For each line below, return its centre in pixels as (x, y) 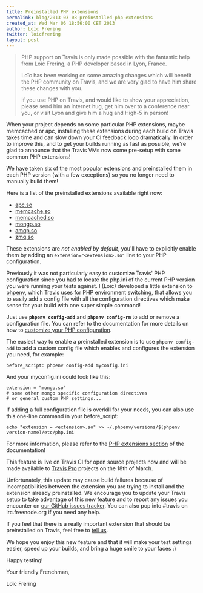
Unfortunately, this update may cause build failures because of (85, 480)
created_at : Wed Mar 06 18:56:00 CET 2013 (61, 23)
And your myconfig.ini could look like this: (58, 377)
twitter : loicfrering (34, 34)
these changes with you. (52, 88)
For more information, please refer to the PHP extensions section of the (95, 444)
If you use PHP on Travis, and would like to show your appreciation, (105, 100)
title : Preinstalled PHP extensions (52, 12)
